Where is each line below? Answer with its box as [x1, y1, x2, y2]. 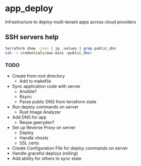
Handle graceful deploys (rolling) [12, 150, 78, 156]
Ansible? [19, 88, 37, 94]
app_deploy [5, 3, 53, 14]
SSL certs [19, 140, 39, 146]
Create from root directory [12, 73, 65, 79]
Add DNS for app [12, 114, 47, 120]
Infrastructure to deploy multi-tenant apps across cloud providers [5, 19, 136, 25]
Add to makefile [19, 78, 51, 84]
